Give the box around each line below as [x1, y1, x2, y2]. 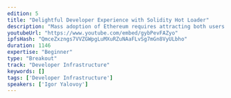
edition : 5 [7, 10, 39, 17]
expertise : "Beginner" [7, 49, 73, 56]
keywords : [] [7, 68, 45, 75]
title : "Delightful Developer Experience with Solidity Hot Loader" [7, 17, 209, 23]
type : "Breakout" [7, 55, 58, 62]
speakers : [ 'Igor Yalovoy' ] [7, 81, 89, 88]
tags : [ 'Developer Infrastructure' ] [7, 74, 113, 81]
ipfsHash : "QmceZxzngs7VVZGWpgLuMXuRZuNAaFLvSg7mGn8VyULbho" [7, 36, 188, 43]
